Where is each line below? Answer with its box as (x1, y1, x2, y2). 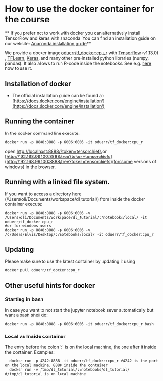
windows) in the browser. (5, 164, 56, 170)
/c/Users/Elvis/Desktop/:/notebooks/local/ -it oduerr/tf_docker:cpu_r (5, 232, 154, 237)
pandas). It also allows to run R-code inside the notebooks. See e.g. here (5, 60, 152, 66)
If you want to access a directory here (5, 191, 81, 197)
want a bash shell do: (5, 312, 48, 318)
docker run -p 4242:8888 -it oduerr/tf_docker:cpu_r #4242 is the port (9, 359, 159, 364)
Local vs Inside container (5, 333, 66, 339)
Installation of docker (5, 80, 72, 88)
